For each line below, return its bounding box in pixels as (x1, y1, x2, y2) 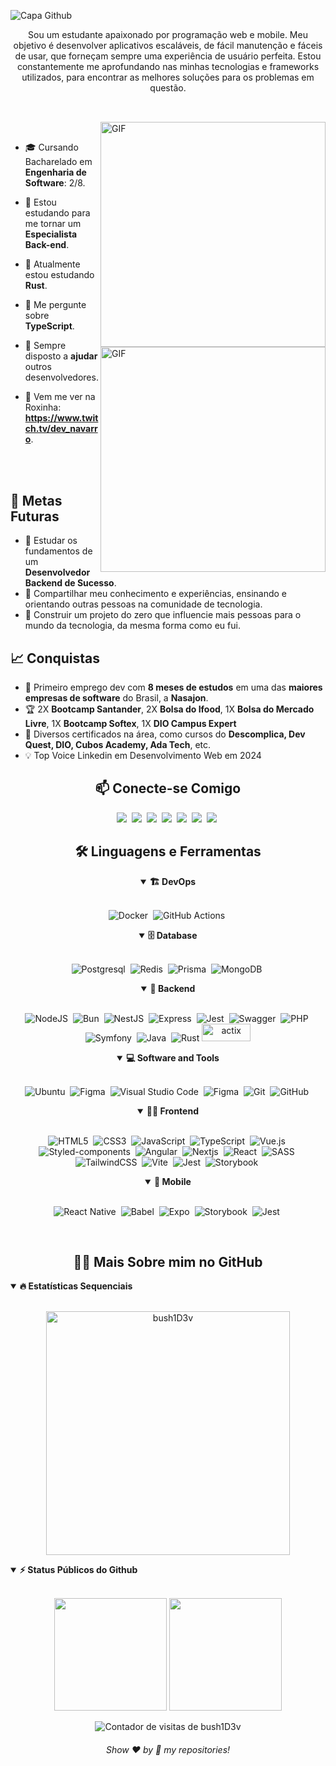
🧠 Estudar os (24, 535, 78, 547)
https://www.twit (24, 412, 99, 424)
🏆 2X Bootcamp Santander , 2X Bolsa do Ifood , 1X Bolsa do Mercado (24, 703, 315, 715)
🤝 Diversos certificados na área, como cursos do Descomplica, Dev (24, 728, 306, 740)
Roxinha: (24, 401, 62, 414)
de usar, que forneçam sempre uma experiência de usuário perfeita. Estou (14, 50, 322, 62)
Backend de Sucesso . (24, 577, 117, 589)
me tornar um (24, 218, 82, 230)
